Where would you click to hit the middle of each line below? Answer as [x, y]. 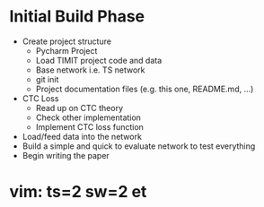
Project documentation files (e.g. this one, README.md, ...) [145, 89]
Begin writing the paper [66, 155]
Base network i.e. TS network [90, 70]
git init [47, 79]
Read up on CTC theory [79, 108]
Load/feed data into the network [82, 136]
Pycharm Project [66, 50]
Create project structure [67, 41]
